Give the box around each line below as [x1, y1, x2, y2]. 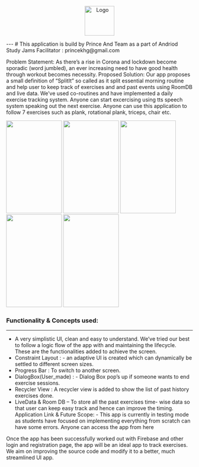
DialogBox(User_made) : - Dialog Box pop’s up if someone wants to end [14, 373, 190, 380]
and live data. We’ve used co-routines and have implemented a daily [6, 90, 173, 97]
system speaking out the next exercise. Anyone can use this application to [6, 103, 188, 109]
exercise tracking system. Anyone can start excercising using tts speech [6, 96, 183, 103]
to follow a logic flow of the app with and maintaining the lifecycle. [14, 342, 176, 349]
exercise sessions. [14, 380, 60, 387]
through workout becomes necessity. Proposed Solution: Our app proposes [6, 71, 191, 78]
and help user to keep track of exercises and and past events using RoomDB [6, 84, 192, 90]
